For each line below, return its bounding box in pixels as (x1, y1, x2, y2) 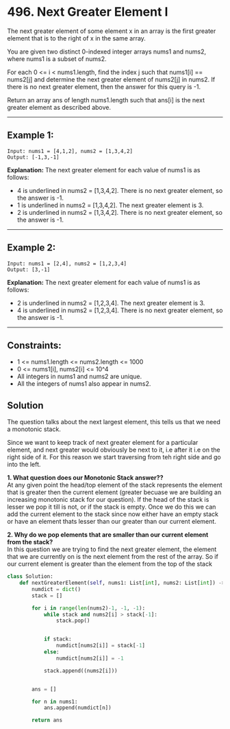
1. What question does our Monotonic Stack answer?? (7, 474, 164, 482)
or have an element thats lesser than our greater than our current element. (7, 518, 217, 526)
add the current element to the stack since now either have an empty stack (7, 510, 219, 518)
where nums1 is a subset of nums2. (7, 54, 107, 62)
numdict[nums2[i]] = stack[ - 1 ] (55, 643, 146, 649)
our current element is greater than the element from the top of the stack (7, 560, 212, 568)
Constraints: (7, 339, 62, 351)
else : (43, 649, 60, 656)
